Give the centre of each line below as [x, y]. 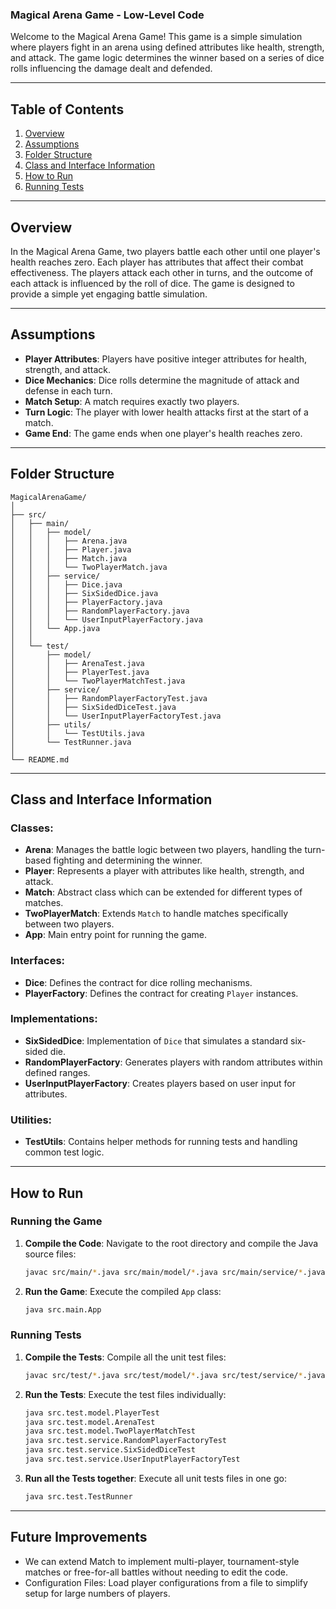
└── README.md [40, 759]
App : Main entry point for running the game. [115, 935]
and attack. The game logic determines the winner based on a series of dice [167, 58]
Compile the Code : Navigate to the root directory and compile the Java [171, 1243]
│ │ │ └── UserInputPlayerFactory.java [106, 619]
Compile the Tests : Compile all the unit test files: [125, 1357]
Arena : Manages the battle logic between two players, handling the [163, 850]
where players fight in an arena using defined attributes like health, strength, [167, 47]
